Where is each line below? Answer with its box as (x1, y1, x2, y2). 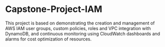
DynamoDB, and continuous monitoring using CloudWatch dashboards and (5, 30, 160, 36)
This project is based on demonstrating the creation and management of (5, 20, 155, 26)
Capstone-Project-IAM (5, 3, 103, 15)
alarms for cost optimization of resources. (5, 36, 92, 42)
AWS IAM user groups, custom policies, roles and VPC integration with (5, 25, 151, 31)
